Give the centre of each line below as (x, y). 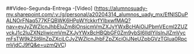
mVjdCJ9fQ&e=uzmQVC (36, 45)
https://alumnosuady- (122, 8)
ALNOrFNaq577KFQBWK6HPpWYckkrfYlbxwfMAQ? (68, 20)
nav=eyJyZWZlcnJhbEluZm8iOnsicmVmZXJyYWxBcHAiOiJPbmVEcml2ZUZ (97, 26)
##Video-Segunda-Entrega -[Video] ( (51, 8)
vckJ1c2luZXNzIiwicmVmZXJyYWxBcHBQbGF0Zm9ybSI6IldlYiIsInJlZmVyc (96, 33)
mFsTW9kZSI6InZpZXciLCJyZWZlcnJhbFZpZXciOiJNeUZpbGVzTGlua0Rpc (97, 39)
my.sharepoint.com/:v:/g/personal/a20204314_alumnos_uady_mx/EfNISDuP (97, 14)
